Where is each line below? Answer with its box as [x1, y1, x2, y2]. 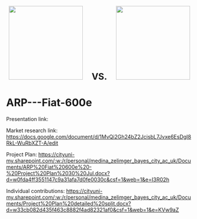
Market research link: [6, 127, 58, 134]
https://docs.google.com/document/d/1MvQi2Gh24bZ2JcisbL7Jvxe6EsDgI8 [6, 133, 192, 140]
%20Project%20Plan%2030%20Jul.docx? [6, 169, 111, 176]
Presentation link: [6, 115, 49, 122]
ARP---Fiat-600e [6, 96, 92, 109]
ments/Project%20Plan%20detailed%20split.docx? [6, 200, 131, 207]
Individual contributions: [6, 187, 65, 194]
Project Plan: [6, 151, 37, 158]
